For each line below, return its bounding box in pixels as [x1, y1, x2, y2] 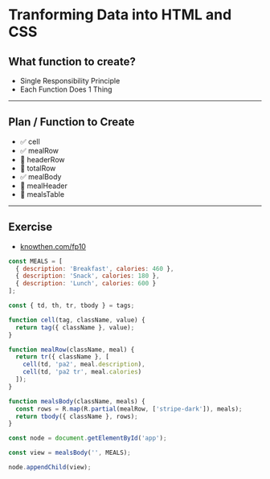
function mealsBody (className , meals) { [8, 397, 146, 405]
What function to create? [8, 55, 137, 68]
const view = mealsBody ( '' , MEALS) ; [8, 448, 131, 457]
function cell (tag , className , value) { [8, 316, 146, 324]
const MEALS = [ [8, 257, 63, 265]
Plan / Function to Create [8, 115, 135, 129]
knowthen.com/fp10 [19, 241, 87, 251]
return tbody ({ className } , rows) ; [15, 412, 138, 420]
